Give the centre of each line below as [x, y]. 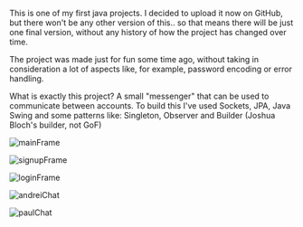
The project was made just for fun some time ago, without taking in [134, 59]
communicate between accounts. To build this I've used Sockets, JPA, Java [150, 106]
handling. [27, 79]
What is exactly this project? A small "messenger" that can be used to [139, 96]
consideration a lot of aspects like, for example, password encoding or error [151, 69]
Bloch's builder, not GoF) [56, 125]
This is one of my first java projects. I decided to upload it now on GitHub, [146, 13]
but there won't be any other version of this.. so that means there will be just [151, 23]
